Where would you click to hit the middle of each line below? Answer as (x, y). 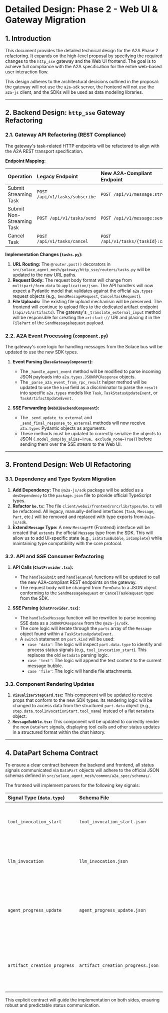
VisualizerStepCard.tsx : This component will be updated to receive (82, 695)
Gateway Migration (45, 20)
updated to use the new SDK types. (42, 352)
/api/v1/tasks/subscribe (66, 197)
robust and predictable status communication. (52, 1005)
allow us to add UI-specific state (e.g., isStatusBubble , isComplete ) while (87, 538)
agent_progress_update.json (112, 910)
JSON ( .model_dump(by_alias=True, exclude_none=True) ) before (86, 439)
